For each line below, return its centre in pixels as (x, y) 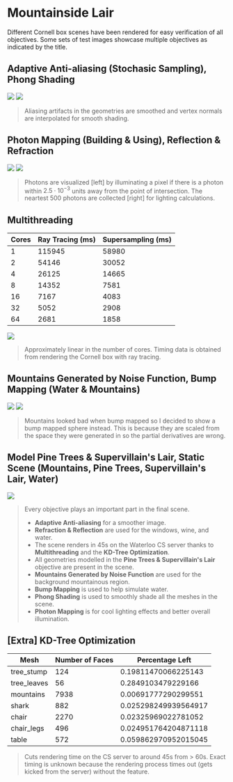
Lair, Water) (33, 479)
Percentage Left (164, 660)
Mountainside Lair (61, 13)
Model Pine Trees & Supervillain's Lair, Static (106, 458)
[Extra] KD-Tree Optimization (71, 641)
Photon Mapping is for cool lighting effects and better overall (122, 611)
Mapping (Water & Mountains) (74, 390)
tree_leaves (30, 683)
